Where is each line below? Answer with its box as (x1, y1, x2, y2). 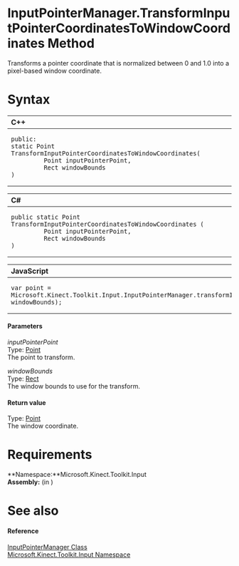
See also (7, 503, 59, 519)
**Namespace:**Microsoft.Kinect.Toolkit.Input (7, 470, 147, 479)
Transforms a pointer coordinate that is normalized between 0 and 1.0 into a (7, 58, 230, 67)
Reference (7, 527, 39, 535)
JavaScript (11, 266, 48, 276)
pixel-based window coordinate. (7, 66, 102, 75)
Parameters (7, 322, 43, 331)
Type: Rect (7, 374, 39, 383)
